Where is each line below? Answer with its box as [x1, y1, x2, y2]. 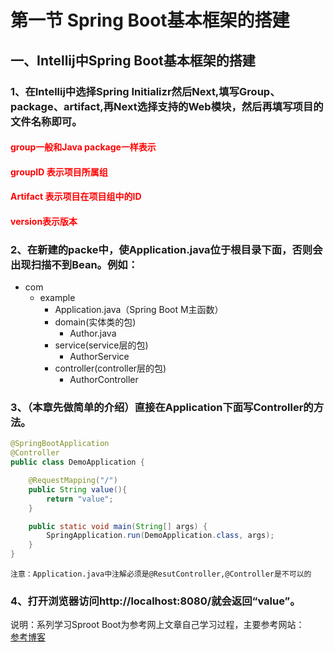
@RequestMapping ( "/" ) [28, 476, 118, 486]
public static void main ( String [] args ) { [28, 521, 208, 531]
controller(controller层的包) [54, 362, 167, 375]
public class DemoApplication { [10, 457, 145, 468]
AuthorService [69, 351, 130, 363]
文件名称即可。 [10, 114, 83, 128]
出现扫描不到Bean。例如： [10, 257, 139, 271]
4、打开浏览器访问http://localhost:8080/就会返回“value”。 [10, 594, 301, 608]
